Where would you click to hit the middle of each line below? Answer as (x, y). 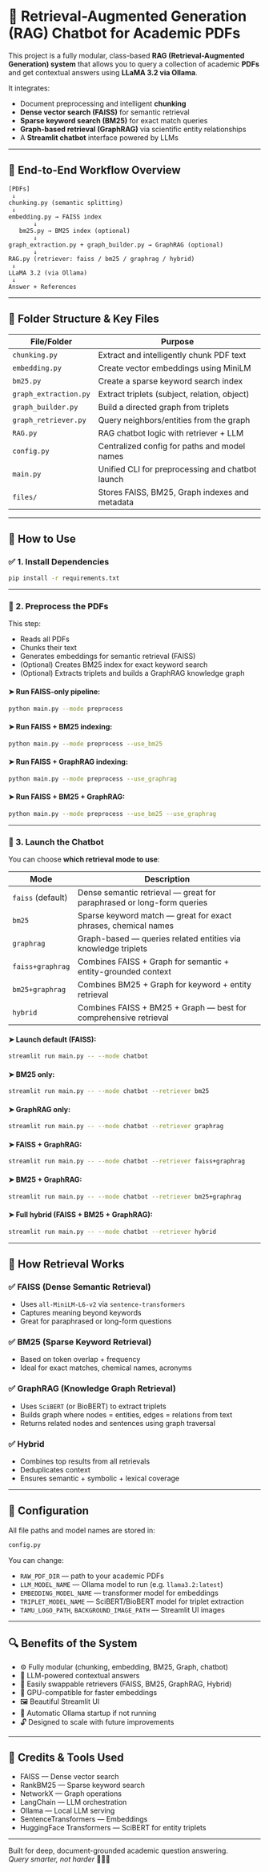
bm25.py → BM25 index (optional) (74, 231)
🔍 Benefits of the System (73, 1643)
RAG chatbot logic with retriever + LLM (171, 433)
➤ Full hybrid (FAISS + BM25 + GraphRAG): (81, 1215)
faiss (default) (40, 898)
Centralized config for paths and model (172, 446)
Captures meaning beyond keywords (80, 1313)
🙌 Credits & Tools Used (66, 1757)
